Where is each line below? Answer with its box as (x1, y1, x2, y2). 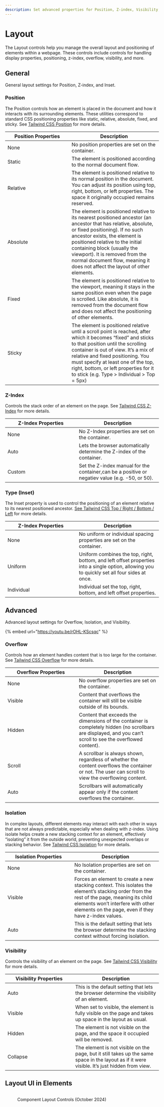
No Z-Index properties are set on (79, 428, 155, 434)
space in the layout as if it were (75, 1056, 146, 1063)
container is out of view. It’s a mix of (71, 346, 154, 353)
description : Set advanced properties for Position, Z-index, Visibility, (5, 7, 161, 12)
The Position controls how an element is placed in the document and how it (5, 105, 156, 111)
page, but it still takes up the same (75, 1050, 154, 1057)
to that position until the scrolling (71, 340, 146, 347)
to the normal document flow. (71, 161, 139, 168)
